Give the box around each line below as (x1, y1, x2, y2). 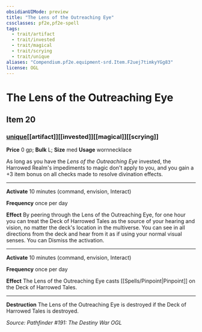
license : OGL (6, 64, 39, 71)
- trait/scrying (11, 48, 52, 54)
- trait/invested (11, 37, 55, 43)
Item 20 (6, 114, 36, 124)
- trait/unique (11, 54, 50, 60)
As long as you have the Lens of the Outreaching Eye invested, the (6, 158, 171, 165)
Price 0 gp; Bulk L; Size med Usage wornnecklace (6, 146, 132, 153)
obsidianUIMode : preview (6, 8, 69, 15)
